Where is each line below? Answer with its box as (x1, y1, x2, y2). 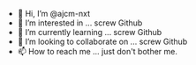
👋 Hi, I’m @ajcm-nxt (17, 9, 91, 18)
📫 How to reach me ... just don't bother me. (17, 47, 178, 56)
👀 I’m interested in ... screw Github (17, 18, 143, 28)
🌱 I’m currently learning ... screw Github (17, 27, 162, 37)
